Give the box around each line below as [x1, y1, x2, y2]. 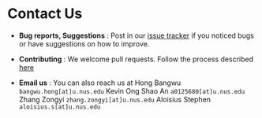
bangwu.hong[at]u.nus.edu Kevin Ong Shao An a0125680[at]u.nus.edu [18, 86, 245, 95]
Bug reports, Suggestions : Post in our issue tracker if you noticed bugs [18, 31, 254, 40]
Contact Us [7, 5, 83, 23]
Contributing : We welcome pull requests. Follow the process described [18, 54, 254, 64]
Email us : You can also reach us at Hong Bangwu [18, 78, 182, 87]
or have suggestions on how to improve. [18, 39, 150, 48]
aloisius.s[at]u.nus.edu [18, 103, 101, 111]
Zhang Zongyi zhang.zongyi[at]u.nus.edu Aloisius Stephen [18, 94, 211, 104]
